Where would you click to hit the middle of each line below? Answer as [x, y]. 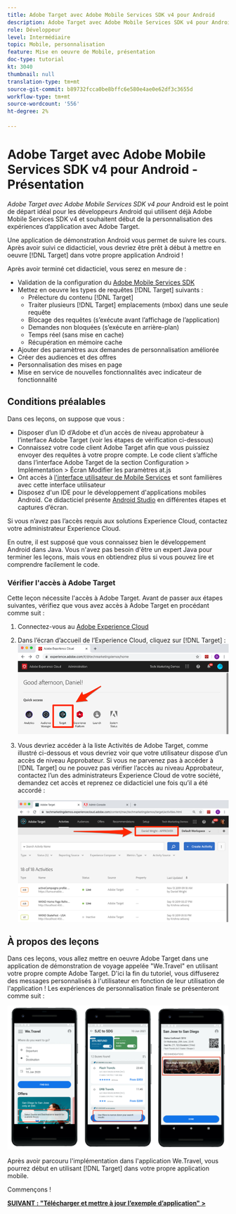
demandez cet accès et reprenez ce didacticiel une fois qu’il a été [113, 782]
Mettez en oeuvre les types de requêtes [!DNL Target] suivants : [110, 289]
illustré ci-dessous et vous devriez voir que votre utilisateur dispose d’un [123, 753]
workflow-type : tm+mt [39, 96]
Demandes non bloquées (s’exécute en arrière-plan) [104, 327]
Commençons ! [29, 1189]
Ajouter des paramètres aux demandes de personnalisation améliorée [118, 349]
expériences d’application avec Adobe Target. [74, 226]
